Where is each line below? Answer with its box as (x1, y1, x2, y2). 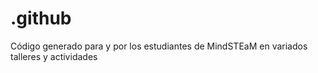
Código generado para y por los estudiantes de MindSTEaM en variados (10, 40, 308, 52)
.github (10, 7, 72, 30)
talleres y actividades (10, 50, 98, 62)
